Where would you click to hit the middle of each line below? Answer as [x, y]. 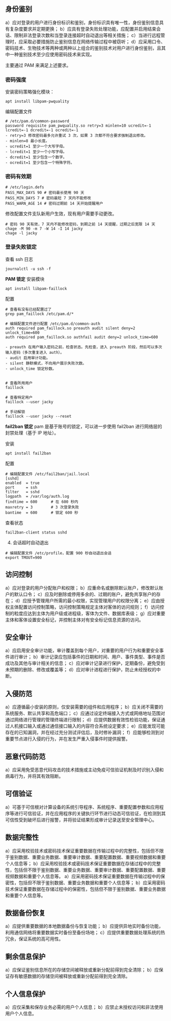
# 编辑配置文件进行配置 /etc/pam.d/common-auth [53, 324]
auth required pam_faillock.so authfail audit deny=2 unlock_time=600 [82, 337]
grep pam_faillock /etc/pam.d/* [39, 314]
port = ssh [21, 487]
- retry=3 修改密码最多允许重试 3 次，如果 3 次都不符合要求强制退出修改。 [77, 136]
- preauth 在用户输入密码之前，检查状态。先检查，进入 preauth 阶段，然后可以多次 [84, 347]
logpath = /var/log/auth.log [37, 496]
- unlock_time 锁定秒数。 [31, 369]
